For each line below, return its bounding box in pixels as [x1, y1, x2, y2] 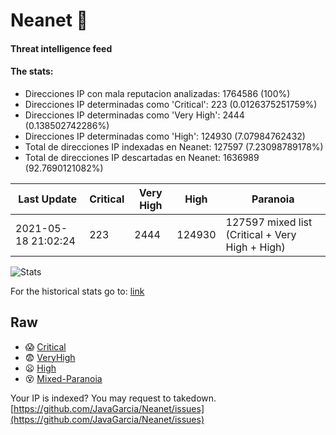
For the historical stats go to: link [10, 285, 145, 297]
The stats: [10, 65, 54, 78]
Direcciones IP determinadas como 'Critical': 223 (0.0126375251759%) [24, 98, 318, 110]
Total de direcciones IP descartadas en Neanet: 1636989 [24, 151, 260, 163]
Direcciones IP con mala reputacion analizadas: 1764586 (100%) [24, 87, 291, 99]
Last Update [18, 192, 78, 206]
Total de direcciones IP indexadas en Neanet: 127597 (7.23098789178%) [24, 140, 324, 153]
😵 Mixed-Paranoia [24, 372, 103, 384]
